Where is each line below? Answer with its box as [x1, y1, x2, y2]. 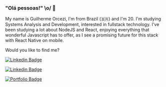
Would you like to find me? [5, 47, 60, 53]
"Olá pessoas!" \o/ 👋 [5, 4, 56, 11]
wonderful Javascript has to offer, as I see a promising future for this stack [5, 32, 159, 38]
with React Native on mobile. [5, 37, 64, 43]
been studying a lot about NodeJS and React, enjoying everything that [5, 27, 150, 33]
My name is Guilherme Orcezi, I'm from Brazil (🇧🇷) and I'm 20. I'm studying [5, 16, 161, 22]
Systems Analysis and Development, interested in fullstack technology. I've [5, 21, 160, 27]
